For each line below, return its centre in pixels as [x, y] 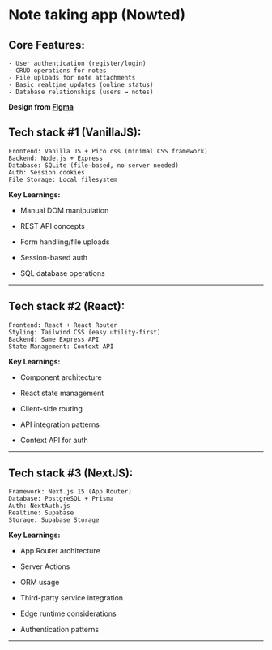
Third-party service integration [72, 598]
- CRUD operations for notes [57, 71]
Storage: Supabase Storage [54, 520]
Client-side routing [51, 408]
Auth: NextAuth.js [39, 506]
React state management [62, 393]
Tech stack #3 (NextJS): [71, 474]
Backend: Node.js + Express [56, 158]
